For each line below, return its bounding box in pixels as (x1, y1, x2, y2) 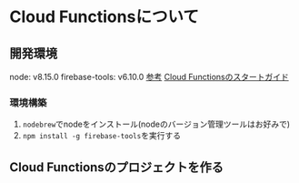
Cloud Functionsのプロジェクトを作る (9, 159, 224, 175)
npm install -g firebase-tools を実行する (22, 130, 182, 141)
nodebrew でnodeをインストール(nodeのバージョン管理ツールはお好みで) (22, 118, 291, 130)
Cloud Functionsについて (9, 6, 200, 27)
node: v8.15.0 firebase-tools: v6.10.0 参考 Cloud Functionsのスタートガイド (9, 72, 289, 82)
